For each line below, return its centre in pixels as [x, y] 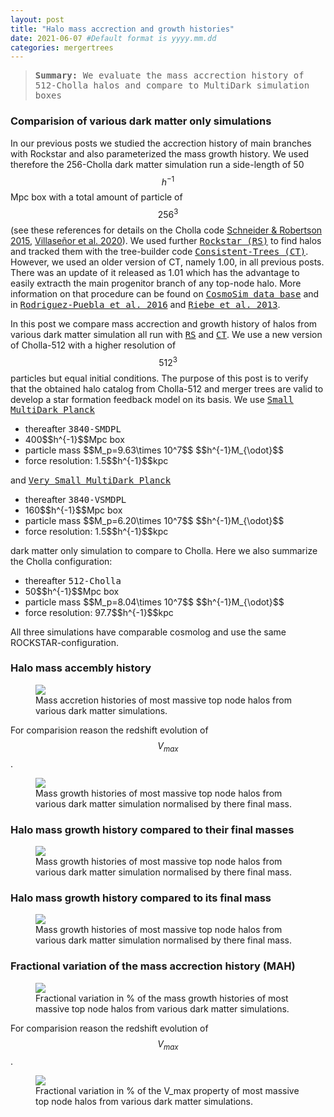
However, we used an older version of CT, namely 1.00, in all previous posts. [167, 262]
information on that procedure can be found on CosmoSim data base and [165, 293]
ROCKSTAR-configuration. [64, 642]
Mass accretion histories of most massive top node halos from [163, 700]
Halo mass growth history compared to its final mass [141, 898]
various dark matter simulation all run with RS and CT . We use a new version [166, 334]
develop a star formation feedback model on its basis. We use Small [152, 399]
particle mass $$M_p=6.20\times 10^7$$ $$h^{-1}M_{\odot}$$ [154, 520]
